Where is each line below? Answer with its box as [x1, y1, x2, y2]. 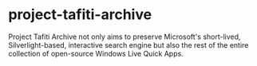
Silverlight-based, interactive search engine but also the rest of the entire [8, 40, 249, 49]
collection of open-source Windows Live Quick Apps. [8, 49, 184, 58]
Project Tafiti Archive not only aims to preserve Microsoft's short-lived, [8, 32, 241, 41]
